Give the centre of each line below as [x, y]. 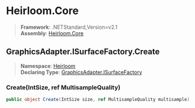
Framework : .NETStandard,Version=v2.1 [69, 27]
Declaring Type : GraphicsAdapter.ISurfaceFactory [81, 72]
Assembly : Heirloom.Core [52, 33]
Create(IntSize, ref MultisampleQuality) [63, 87]
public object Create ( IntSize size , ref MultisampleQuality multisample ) [98, 100]
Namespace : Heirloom [48, 66]
